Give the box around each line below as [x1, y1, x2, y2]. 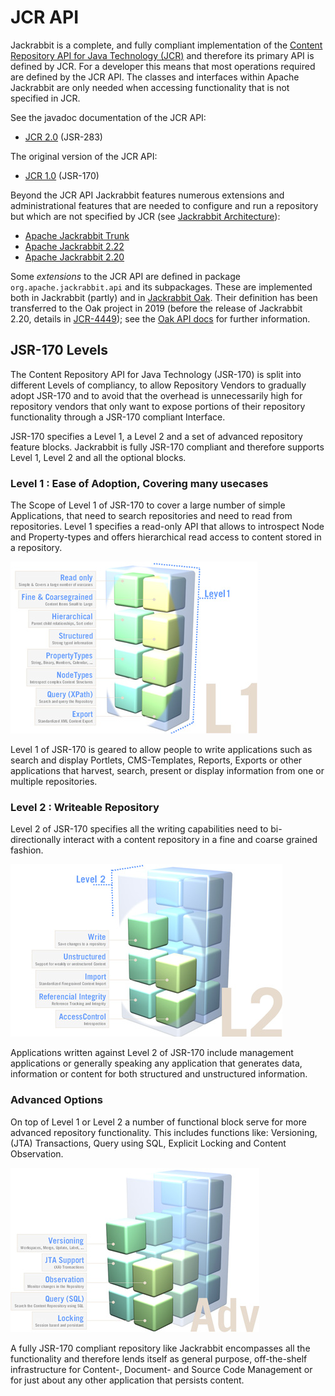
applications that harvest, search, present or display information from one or [10, 765, 325, 777]
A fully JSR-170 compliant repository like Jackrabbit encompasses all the [10, 1342, 311, 1354]
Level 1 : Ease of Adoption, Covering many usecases [10, 476, 269, 490]
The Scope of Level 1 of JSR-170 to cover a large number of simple [10, 499, 286, 511]
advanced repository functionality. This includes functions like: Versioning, [10, 1126, 318, 1138]
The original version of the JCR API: [10, 150, 158, 162]
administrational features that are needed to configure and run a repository [10, 199, 319, 211]
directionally [10, 834, 62, 846]
